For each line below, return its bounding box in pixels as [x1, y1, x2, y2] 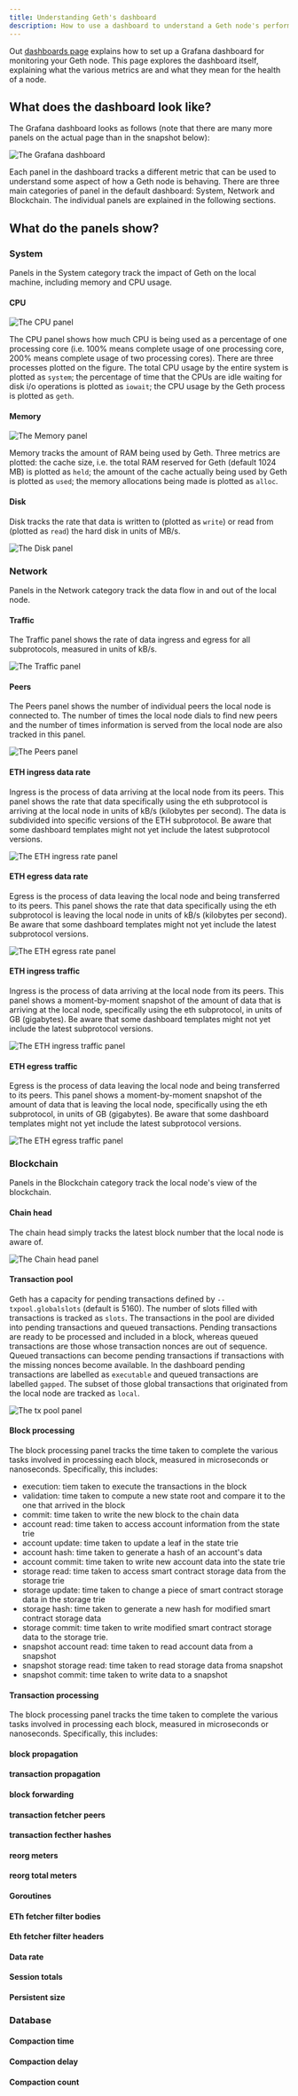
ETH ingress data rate [9, 766, 91, 777]
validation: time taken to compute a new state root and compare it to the [21, 1490, 286, 1501]
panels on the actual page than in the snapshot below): [9, 132, 210, 143]
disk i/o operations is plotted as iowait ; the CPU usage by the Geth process [9, 381, 286, 392]
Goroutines [9, 1890, 51, 1901]
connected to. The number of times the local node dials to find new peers [9, 710, 278, 721]
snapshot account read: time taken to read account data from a [21, 1641, 254, 1652]
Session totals [9, 1972, 64, 1983]
